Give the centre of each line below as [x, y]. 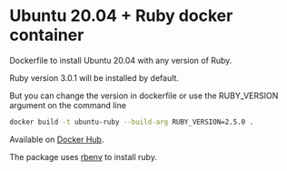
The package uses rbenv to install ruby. [83, 156]
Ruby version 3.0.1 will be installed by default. [94, 77]
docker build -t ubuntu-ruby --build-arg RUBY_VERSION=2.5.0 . [132, 122]
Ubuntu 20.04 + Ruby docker [121, 16]
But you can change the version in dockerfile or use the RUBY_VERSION [144, 96]
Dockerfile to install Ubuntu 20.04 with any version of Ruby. [121, 60]
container [47, 35]
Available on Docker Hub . [57, 139]
